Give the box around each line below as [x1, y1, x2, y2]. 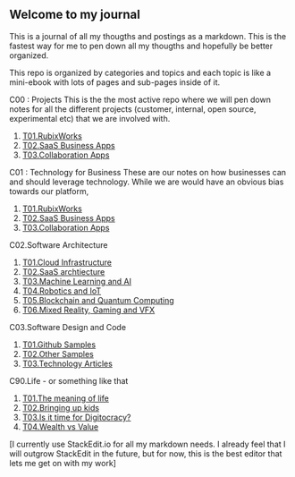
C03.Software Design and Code [9, 321, 127, 332]
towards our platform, [9, 185, 89, 196]
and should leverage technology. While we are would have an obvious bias [9, 176, 284, 187]
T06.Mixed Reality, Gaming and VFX [21, 304, 156, 315]
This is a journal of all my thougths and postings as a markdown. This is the [9, 30, 287, 41]
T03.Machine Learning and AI [21, 276, 132, 286]
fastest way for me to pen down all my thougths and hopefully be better [9, 40, 274, 51]
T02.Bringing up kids [21, 402, 100, 413]
